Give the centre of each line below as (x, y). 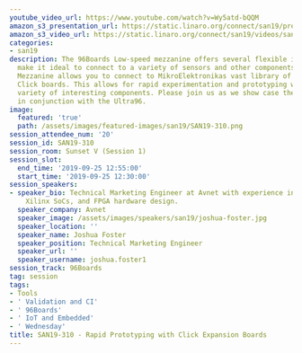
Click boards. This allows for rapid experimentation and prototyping (152, 84)
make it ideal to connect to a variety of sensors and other (134, 68)
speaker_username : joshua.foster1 (82, 260)
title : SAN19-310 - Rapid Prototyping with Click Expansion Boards (138, 335)
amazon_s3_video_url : (50, 34)
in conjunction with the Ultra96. (82, 101)
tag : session (34, 277)
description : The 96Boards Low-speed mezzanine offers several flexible (148, 59)
